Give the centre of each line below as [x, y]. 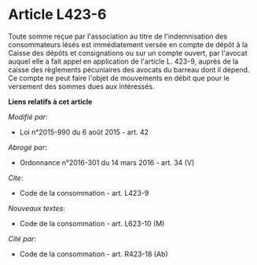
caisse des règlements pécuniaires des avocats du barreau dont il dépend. [129, 69]
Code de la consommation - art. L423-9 [84, 193]
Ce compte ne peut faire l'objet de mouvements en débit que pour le [119, 78]
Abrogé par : [28, 147]
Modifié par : [28, 116]
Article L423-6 [57, 15]
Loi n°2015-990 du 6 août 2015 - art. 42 [84, 132]
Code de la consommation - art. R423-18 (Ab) [94, 254]
